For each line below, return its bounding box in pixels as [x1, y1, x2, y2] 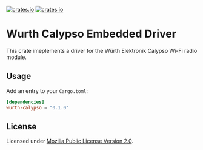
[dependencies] [6, 99, 45, 105]
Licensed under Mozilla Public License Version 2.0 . [6, 137, 134, 145]
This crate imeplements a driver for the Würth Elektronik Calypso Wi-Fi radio [6, 47, 198, 54]
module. [6, 53, 27, 61]
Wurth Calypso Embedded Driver [6, 27, 177, 41]
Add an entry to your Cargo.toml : [6, 87, 88, 94]
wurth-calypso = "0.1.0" [6, 104, 69, 111]
